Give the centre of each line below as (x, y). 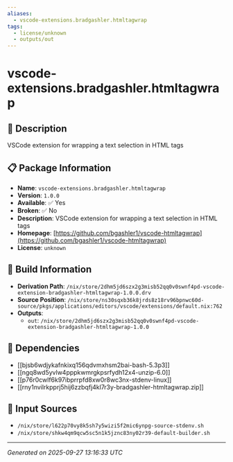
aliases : (20, 14)
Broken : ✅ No (37, 210)
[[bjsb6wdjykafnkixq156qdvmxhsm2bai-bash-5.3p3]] (93, 365)
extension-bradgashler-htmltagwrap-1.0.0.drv (84, 293)
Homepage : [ (36, 233)
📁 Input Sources (42, 408)
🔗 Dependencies (43, 348)
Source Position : (41, 299)
